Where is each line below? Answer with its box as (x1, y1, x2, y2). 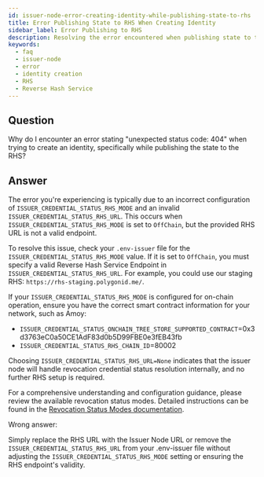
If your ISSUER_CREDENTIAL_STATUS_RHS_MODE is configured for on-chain (8, 292, 234, 301)
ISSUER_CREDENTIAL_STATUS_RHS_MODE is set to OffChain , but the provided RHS (8, 220, 255, 229)
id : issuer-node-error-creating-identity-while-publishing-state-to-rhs (8, 11, 251, 20)
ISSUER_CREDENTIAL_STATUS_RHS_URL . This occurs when (8, 211, 183, 221)
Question (8, 113, 54, 127)
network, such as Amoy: (8, 309, 86, 318)
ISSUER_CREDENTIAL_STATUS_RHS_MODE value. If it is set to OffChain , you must (8, 252, 249, 261)
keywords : (8, 41, 41, 49)
